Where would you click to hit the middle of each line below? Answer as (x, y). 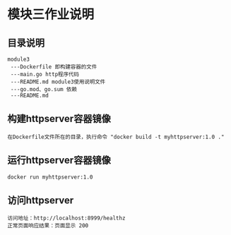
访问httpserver (41, 201)
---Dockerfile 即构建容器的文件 (54, 67)
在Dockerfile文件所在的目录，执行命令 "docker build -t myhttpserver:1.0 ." (116, 137)
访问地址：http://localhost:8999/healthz (66, 218)
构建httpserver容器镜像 (59, 119)
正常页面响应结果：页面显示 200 (48, 226)
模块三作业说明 (51, 14)
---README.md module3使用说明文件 (58, 82)
